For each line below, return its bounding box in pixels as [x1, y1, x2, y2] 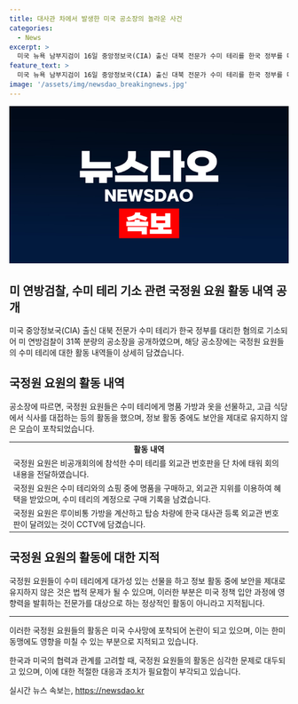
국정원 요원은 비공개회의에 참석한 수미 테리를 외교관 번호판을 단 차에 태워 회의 [12, 458, 279, 468]
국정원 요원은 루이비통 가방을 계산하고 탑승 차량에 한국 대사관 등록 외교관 [12, 508, 263, 519]
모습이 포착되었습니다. [18, 423, 95, 434]
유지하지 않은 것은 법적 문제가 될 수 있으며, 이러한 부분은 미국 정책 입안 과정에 [9, 587, 277, 597]
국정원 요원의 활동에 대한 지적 [9, 550, 161, 565]
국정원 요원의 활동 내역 [9, 376, 126, 391]
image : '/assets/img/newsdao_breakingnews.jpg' [9, 80, 189, 89]
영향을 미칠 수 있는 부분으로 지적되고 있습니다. [39, 636, 199, 646]
